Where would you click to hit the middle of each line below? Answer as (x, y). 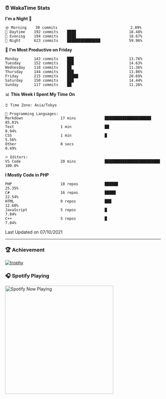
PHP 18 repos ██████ (62, 184)
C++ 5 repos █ (56, 219)
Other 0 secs (40, 144)
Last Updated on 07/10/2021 (34, 232)
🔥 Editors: (17, 157)
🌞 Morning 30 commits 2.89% (73, 28)
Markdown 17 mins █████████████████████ (78, 118)
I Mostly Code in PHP (27, 175)
